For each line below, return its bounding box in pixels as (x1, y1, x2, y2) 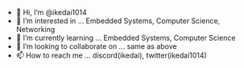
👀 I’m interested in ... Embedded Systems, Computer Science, (15, 16, 221, 26)
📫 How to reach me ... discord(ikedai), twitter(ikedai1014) (15, 50, 207, 60)
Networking (15, 25, 56, 34)
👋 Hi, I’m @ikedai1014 (15, 8, 87, 17)
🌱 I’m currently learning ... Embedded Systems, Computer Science (15, 33, 236, 42)
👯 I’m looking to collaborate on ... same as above (15, 42, 177, 51)
